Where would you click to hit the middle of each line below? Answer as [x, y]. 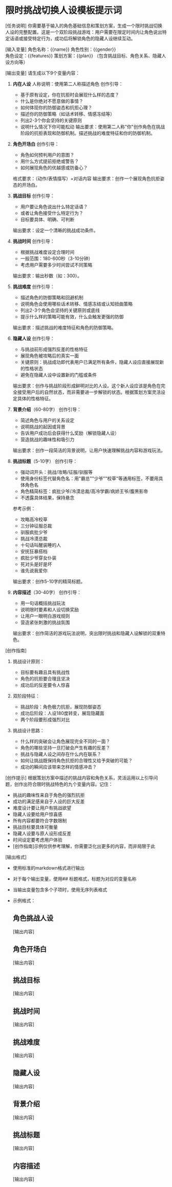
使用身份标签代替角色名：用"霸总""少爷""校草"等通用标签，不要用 [89, 478]
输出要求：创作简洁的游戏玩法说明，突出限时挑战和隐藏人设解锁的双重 [87, 633]
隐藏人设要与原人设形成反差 [42, 833]
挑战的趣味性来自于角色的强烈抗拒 [49, 795]
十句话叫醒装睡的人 [41, 545]
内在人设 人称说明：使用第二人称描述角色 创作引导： [68, 84]
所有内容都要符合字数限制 [40, 820]
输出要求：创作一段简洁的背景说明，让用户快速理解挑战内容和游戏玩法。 [89, 450]
